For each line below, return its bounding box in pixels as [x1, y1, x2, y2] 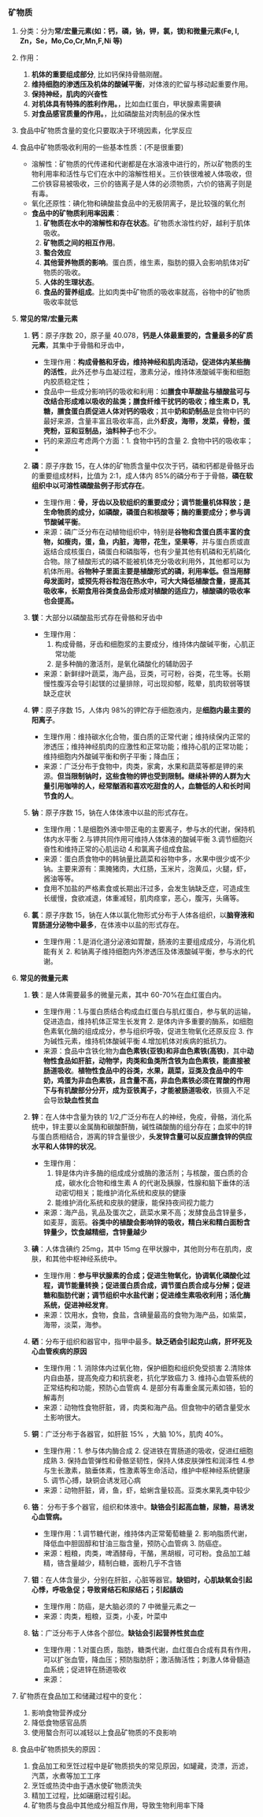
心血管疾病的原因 [31, 1347, 87, 1356]
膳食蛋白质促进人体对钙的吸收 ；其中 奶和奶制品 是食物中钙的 [57, 407, 250, 416]
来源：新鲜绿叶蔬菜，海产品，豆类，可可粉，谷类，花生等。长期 [43, 669, 250, 678]
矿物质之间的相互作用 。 [43, 238, 120, 247]
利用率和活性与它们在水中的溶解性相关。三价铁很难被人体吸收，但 [38, 169, 253, 179]
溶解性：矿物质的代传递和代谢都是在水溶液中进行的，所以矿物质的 [31, 159, 246, 169]
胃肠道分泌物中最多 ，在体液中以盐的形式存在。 [31, 920, 183, 930]
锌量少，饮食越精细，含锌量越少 [43, 1228, 147, 1237]
